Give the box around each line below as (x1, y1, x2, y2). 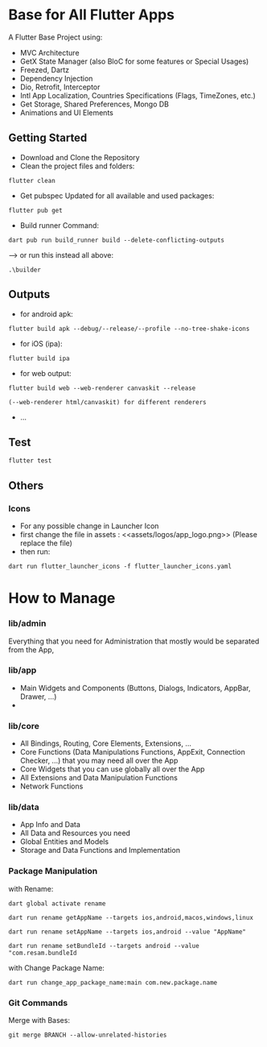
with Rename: (8, 884, 54, 893)
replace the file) (19, 538, 72, 548)
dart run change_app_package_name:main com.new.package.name (8, 979, 218, 987)
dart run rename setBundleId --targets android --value (8, 941, 199, 950)
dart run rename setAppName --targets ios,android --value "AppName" (8, 928, 247, 936)
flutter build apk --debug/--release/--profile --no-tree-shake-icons (8, 325, 250, 333)
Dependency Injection (19, 73, 93, 83)
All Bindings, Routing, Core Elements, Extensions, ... (19, 739, 191, 748)
